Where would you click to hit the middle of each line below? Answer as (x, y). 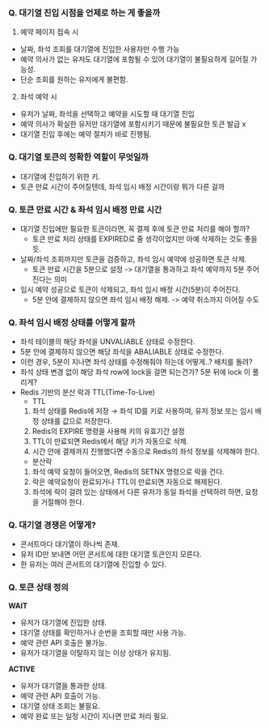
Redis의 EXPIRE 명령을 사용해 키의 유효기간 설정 (108, 432)
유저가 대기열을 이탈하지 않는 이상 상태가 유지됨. (95, 653)
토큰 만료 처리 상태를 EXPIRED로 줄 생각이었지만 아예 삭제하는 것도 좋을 (145, 238)
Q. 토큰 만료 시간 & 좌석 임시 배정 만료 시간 (85, 210)
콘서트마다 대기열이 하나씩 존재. (69, 544)
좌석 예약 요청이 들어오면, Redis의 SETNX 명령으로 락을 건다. (128, 472)
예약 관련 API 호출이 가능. (60, 696)
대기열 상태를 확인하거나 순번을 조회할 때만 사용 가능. (103, 632)
